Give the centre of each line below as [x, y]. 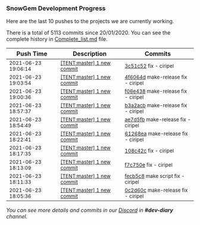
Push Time [32, 54]
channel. [17, 217]
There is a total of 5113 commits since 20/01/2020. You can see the [88, 33]
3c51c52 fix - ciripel [149, 66]
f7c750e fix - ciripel [149, 165]
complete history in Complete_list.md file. [57, 39]
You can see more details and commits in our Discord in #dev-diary [90, 210]
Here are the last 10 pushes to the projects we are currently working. [90, 21]
